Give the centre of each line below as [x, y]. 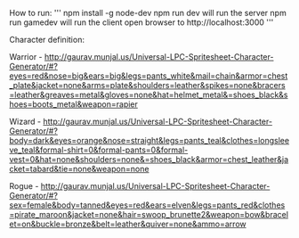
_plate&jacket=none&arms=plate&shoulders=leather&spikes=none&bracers [148, 85]
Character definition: [47, 40]
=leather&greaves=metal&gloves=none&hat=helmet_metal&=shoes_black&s [149, 94]
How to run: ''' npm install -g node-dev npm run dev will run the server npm [148, 13]
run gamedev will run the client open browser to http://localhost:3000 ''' [141, 22]
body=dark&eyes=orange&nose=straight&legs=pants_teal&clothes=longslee [149, 140]
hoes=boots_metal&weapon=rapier [73, 104]
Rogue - [24, 186]
